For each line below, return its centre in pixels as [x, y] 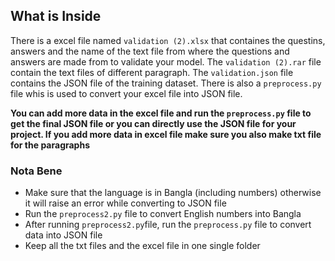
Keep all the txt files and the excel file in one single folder [142, 246]
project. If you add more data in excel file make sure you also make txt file [166, 134]
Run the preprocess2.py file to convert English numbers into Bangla [163, 214]
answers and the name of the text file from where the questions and [150, 51]
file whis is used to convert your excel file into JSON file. [126, 93]
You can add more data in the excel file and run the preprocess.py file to [161, 113]
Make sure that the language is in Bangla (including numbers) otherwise [173, 193]
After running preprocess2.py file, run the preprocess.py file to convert [168, 225]
